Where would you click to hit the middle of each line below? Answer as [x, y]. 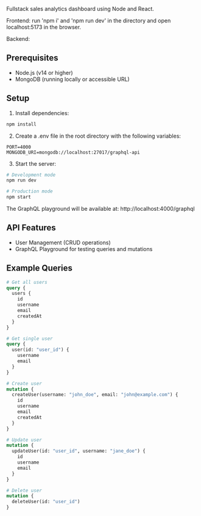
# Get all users [27, 282]
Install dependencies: [42, 113]
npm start [19, 197]
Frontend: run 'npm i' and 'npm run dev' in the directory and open [89, 20]
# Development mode [31, 175]
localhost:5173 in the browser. [44, 27]
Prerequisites [32, 58]
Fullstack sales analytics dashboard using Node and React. [80, 9]
